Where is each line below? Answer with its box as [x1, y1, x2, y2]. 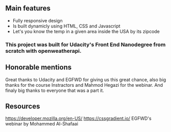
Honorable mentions [5, 63, 72, 72]
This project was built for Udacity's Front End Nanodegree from [5, 41, 166, 48]
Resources [5, 102, 40, 111]
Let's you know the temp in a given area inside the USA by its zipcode [12, 28, 160, 35]
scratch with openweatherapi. [5, 47, 82, 54]
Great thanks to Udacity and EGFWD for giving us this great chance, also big [5, 76, 166, 83]
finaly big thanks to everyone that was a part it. [5, 87, 104, 93]
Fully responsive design [12, 17, 63, 23]
